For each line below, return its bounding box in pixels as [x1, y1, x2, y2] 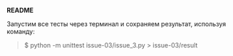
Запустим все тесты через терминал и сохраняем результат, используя [6, 20, 227, 28]
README [6, 6, 33, 14]
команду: [6, 28, 35, 35]
